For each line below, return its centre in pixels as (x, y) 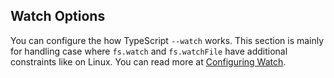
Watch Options (58, 16)
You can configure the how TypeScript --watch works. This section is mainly (167, 40)
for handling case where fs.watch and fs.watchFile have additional (149, 51)
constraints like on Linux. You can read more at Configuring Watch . (148, 61)
